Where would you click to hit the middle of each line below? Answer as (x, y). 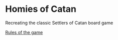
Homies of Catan (41, 9)
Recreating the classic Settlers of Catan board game (59, 23)
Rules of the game (24, 32)
